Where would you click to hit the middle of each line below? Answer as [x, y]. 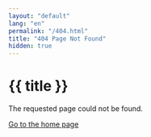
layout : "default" [39, 16]
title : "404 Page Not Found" [57, 39]
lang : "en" [27, 24]
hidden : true [30, 46]
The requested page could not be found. [76, 109]
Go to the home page [44, 124]
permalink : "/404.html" [48, 31]
